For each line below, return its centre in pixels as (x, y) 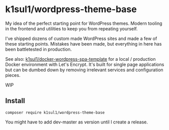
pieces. (13, 75)
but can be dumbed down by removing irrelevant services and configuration (84, 70)
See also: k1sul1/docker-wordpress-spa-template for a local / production (80, 59)
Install (15, 101)
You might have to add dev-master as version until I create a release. (76, 122)
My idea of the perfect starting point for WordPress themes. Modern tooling (84, 23)
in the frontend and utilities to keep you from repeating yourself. (71, 28)
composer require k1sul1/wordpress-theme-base (55, 112)
